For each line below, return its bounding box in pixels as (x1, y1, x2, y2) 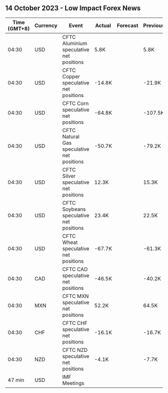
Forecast (116, 22, 138, 29)
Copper (62, 73, 80, 80)
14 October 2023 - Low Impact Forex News (5, 4, 141, 13)
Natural (62, 133, 80, 140)
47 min (7, 376, 24, 383)
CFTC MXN (62, 292, 89, 299)
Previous (143, 22, 165, 29)
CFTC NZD (62, 346, 88, 353)
